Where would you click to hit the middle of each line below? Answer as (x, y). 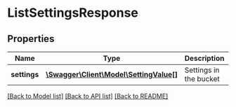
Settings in (202, 70)
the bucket (202, 79)
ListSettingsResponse (73, 13)
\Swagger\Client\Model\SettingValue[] (111, 74)
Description (204, 58)
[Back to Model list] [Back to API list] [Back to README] (88, 96)
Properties (31, 39)
